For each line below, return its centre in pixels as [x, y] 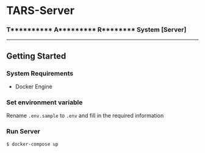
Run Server [23, 132]
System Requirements [40, 73]
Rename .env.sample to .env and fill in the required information [85, 116]
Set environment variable [45, 102]
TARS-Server [41, 11]
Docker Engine [34, 87]
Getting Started [36, 56]
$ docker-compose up [33, 144]
